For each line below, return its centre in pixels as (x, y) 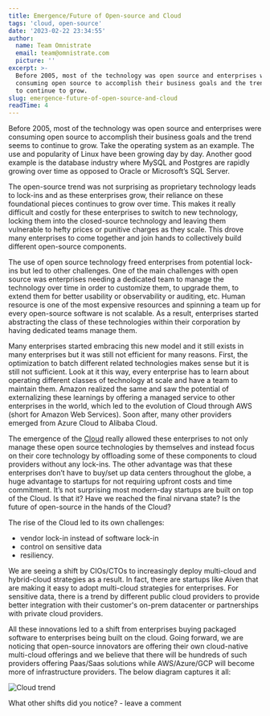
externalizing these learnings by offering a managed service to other (122, 397)
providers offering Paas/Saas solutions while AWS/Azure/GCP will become (131, 664)
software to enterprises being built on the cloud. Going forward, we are (126, 638)
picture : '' (36, 61)
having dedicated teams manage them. (73, 331)
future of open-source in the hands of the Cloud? (90, 507)
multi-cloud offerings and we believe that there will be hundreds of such (128, 655)
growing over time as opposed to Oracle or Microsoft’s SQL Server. (119, 171)
